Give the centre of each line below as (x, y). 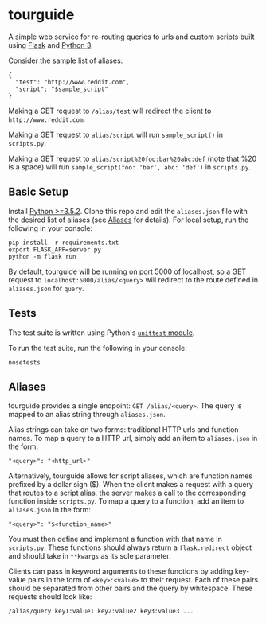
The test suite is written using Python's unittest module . (102, 333)
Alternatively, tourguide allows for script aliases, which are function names (131, 476)
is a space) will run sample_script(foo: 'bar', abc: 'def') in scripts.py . (129, 167)
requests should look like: (50, 597)
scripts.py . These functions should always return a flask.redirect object (130, 547)
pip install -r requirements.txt (64, 243)
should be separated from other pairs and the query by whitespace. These (131, 588)
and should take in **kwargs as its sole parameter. (90, 556)
